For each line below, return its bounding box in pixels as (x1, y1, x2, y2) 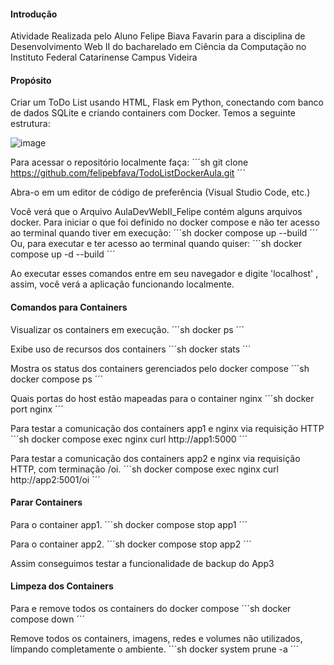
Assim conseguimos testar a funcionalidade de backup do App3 (10, 557, 275, 569)
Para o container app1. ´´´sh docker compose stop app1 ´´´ (10, 518, 248, 530)
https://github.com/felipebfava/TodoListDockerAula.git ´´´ (10, 167, 246, 179)
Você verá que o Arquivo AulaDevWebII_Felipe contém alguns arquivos (10, 206, 303, 218)
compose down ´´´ (10, 613, 86, 625)
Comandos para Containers (10, 301, 128, 313)
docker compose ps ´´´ (10, 373, 104, 385)
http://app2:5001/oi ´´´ (10, 473, 101, 485)
